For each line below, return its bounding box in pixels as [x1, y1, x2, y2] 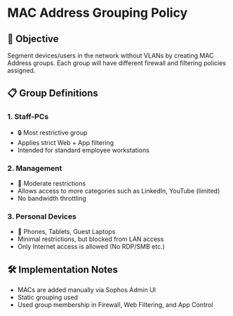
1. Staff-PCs [7, 112, 49, 122]
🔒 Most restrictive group [17, 128, 88, 137]
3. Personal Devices [7, 212, 77, 221]
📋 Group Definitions [7, 88, 98, 99]
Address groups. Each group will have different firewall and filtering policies [7, 59, 227, 67]
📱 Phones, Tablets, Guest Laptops [17, 228, 116, 236]
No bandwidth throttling [17, 194, 86, 202]
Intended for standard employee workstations [17, 146, 149, 154]
